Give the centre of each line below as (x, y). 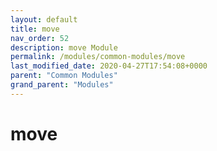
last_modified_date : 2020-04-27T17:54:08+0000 (109, 66)
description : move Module (64, 47)
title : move (35, 29)
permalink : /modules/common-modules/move (98, 57)
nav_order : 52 (40, 38)
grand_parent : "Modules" (62, 85)
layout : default (44, 19)
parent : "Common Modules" (64, 76)
